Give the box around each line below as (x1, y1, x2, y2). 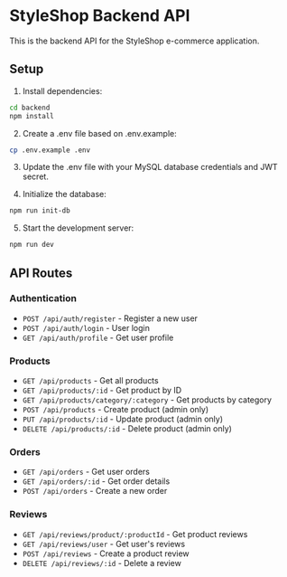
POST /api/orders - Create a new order (22, 486, 168, 497)
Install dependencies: (22, 85, 103, 96)
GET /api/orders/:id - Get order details (22, 476, 171, 487)
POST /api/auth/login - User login (22, 322, 151, 333)
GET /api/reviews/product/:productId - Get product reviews (22, 528, 248, 539)
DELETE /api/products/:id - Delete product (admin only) (22, 423, 233, 434)
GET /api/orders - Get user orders (22, 467, 151, 478)
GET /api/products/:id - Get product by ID (22, 385, 182, 396)
